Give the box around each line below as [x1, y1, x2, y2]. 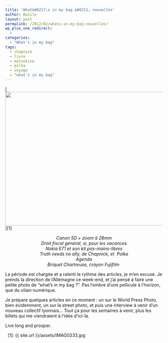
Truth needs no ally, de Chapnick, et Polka [39, 251, 128, 257]
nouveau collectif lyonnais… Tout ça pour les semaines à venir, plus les [5, 307, 151, 313]
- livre [9, 54, 26, 59]
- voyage [9, 68, 28, 73]
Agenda [75, 256, 92, 262]
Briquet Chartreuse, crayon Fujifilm [47, 261, 120, 267]
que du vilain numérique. [5, 287, 56, 293]
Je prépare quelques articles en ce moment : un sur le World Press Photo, [5, 296, 157, 303]
